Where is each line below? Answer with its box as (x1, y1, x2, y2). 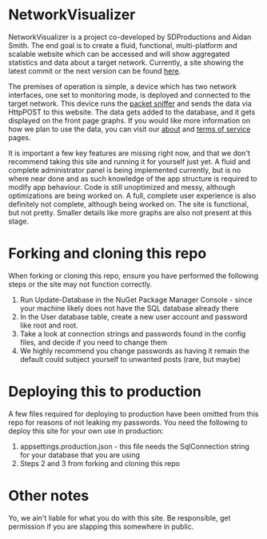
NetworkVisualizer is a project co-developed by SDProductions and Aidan (8, 32, 252, 42)
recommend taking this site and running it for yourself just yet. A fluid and (8, 156, 251, 166)
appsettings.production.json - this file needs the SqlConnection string (19, 441, 250, 451)
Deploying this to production (8, 383, 201, 401)
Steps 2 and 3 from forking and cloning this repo (19, 458, 180, 468)
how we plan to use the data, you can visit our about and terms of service (8, 124, 251, 134)
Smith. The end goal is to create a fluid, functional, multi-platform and (8, 40, 237, 50)
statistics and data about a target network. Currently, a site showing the (8, 58, 244, 67)
